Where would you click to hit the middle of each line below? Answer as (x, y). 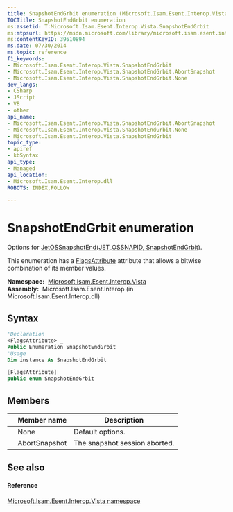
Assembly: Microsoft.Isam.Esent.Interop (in (70, 289)
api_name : (21, 117)
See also (26, 468)
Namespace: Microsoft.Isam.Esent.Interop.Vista (77, 282)
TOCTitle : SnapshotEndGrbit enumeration (67, 20)
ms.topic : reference (37, 53)
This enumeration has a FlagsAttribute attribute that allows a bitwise (104, 261)
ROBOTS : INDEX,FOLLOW (38, 188)
